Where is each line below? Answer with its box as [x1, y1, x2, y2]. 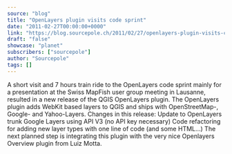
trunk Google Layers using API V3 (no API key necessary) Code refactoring [7, 117, 221, 125]
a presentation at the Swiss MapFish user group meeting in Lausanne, [7, 88, 206, 96]
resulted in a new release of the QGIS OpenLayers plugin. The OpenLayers [7, 95, 220, 104]
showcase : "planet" [7, 42, 64, 49]
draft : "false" [7, 36, 51, 43]
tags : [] [7, 61, 32, 68]
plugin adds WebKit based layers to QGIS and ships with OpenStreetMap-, [7, 102, 219, 110]
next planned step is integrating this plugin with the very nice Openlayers [7, 132, 215, 140]
